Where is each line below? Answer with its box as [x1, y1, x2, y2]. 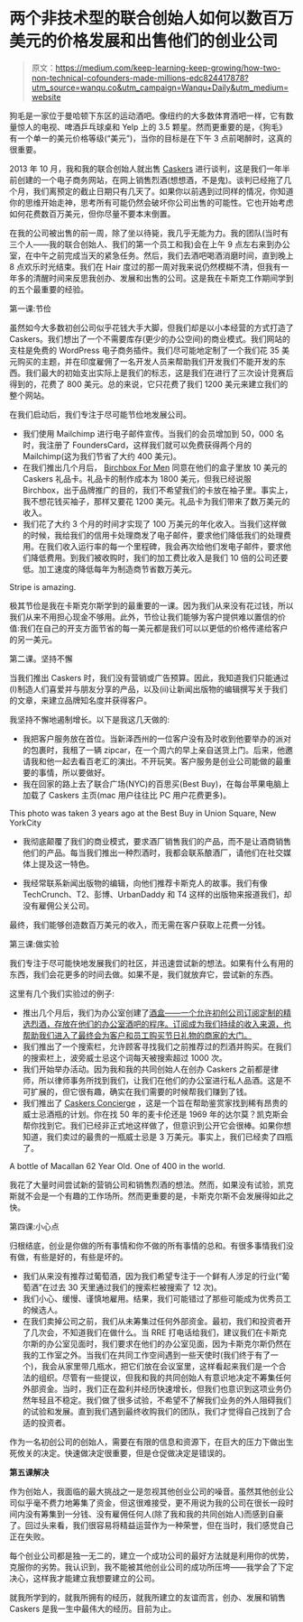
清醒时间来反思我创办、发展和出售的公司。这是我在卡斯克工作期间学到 [32, 272, 294, 283]
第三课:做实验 [9, 938, 60, 949]
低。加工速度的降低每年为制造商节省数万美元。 [22, 563, 197, 574]
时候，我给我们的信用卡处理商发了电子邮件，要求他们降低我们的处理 [30, 530, 284, 540]
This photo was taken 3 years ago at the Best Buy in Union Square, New [9, 807, 277, 818]
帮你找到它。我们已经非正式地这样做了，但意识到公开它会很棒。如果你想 [22, 1120, 291, 1130]
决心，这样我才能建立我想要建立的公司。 [9, 1572, 160, 1583]
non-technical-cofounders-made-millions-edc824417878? [31, 72, 250, 83]
